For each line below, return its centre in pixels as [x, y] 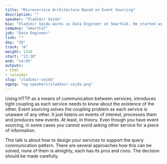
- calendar [17, 75]
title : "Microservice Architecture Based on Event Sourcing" [70, 10]
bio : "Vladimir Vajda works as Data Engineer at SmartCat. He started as [84, 24]
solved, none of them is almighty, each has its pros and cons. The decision [82, 150]
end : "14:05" [19, 61]
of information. [21, 130]
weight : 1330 [19, 51]
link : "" [14, 38]
